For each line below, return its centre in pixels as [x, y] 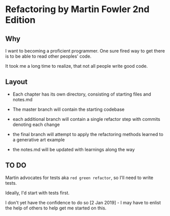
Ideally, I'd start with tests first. [37, 193]
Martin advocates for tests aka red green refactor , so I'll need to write [79, 178]
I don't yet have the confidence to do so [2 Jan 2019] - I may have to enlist [83, 202]
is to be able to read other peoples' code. [48, 56]
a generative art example [39, 140]
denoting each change [36, 124]
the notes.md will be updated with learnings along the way [74, 149]
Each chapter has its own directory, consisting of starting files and [82, 94]
